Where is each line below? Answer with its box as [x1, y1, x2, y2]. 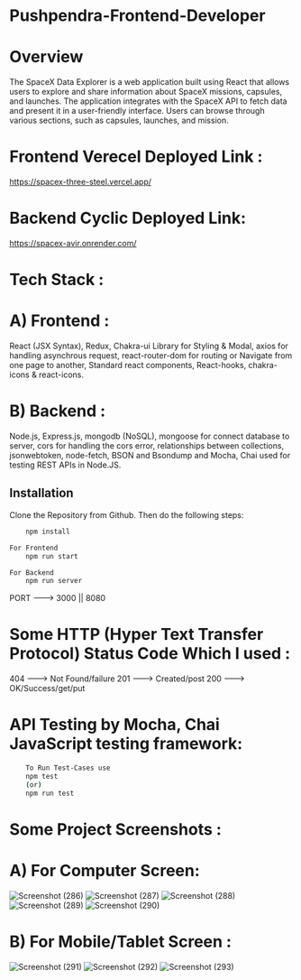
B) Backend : [9, 401, 106, 421]
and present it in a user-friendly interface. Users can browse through [9, 106, 265, 116]
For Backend [9, 568, 54, 578]
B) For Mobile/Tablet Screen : [9, 931, 233, 952]
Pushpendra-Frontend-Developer [9, 5, 266, 26]
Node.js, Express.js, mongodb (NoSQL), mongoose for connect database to [9, 430, 290, 442]
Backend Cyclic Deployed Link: [9, 208, 246, 228]
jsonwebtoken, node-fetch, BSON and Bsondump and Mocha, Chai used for [9, 450, 291, 461]
